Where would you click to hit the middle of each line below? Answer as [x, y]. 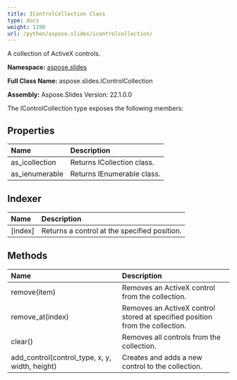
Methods [28, 256]
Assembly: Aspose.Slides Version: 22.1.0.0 [70, 95]
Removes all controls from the [171, 337]
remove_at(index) [40, 316]
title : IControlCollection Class [56, 14]
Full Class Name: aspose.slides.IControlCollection [80, 81]
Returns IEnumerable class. [115, 174]
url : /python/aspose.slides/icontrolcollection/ [80, 34]
